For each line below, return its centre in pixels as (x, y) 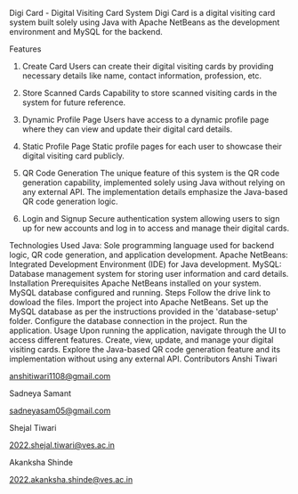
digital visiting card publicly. (73, 156)
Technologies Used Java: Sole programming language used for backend (141, 245)
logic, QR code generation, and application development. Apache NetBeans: (149, 255)
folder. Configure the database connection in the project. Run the (128, 321)
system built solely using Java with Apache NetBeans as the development (145, 22)
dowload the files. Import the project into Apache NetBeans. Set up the (139, 302)
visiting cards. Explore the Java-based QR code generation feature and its (145, 349)
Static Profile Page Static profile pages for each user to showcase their (152, 146)
